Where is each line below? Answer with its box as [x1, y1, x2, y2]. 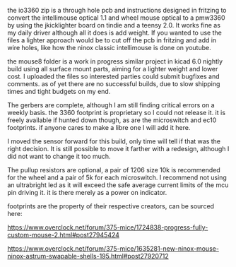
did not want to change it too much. [7, 152, 111, 160]
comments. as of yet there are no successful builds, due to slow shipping [7, 80, 220, 88]
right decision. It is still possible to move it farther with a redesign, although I [7, 145, 230, 153]
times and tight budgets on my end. [7, 88, 111, 95]
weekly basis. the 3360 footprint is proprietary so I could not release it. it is [7, 109, 226, 117]
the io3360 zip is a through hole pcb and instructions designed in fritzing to [7, 6, 227, 14]
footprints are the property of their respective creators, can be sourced [7, 202, 214, 210]
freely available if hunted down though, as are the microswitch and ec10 [7, 116, 217, 124]
